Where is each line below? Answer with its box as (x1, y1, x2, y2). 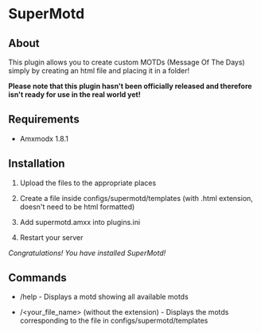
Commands (8, 271, 68, 285)
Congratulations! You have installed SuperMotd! (8, 248, 166, 257)
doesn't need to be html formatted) (19, 202, 135, 211)
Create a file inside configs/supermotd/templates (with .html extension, (19, 193, 253, 203)
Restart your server (19, 232, 84, 242)
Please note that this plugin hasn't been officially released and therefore (8, 81, 252, 91)
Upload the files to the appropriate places (19, 178, 157, 188)
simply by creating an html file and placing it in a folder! (8, 66, 190, 76)
